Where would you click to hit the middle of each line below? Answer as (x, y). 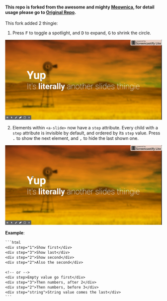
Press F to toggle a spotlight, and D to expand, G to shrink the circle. (82, 33)
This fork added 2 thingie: (32, 23)
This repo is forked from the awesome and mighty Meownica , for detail (80, 7)
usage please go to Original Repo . (41, 12)
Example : (15, 233)
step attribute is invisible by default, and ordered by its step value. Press (86, 133)
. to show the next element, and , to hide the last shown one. (76, 138)
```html (13, 243)
